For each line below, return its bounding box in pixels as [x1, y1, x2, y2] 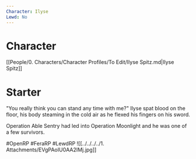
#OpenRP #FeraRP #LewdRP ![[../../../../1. [6, 140, 104, 147]
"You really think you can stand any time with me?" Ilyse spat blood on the [6, 105, 186, 112]
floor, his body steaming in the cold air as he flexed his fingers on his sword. [6, 111, 191, 118]
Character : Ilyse [6, 8, 49, 15]
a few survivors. [6, 128, 45, 136]
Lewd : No [6, 14, 28, 20]
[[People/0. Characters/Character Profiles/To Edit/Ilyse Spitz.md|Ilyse [6, 59, 174, 66]
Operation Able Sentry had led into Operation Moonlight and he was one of [6, 123, 187, 130]
